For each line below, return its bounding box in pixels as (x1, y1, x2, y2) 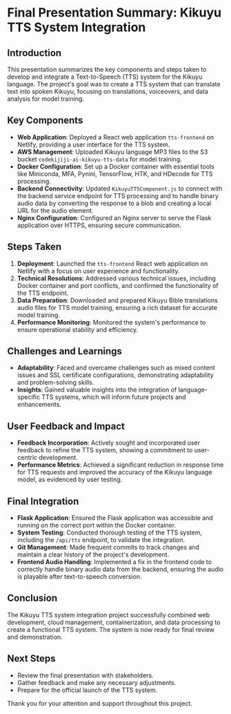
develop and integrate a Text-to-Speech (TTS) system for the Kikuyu (7, 73, 203, 81)
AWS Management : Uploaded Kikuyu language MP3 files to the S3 (17, 147, 208, 156)
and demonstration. (7, 633, 63, 641)
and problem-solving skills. (17, 378, 94, 387)
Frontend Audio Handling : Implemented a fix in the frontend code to (17, 558, 212, 566)
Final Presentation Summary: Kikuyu (7, 5, 222, 21)
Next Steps (7, 653, 56, 664)
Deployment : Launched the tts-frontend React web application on (17, 259, 208, 267)
